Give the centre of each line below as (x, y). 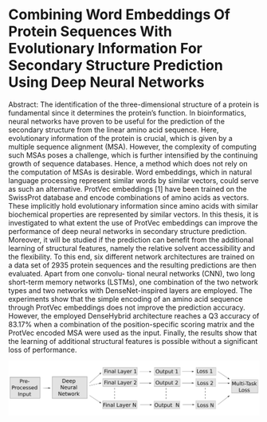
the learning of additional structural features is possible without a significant (133, 341)
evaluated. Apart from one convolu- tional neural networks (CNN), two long (132, 273)
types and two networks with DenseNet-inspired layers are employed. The (130, 290)
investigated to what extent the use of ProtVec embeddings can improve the (133, 223)
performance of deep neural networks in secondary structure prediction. (128, 231)
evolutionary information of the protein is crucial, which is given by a (120, 138)
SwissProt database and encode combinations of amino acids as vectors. (129, 197)
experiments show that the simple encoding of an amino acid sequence (126, 299)
